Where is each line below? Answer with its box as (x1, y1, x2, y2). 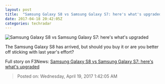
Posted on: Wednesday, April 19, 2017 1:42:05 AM (17, 73, 118, 79)
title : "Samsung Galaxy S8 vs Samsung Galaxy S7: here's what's (5, 12, 141, 17)
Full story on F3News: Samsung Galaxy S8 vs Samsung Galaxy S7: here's (5, 58, 154, 64)
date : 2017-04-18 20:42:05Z (5, 16, 63, 21)
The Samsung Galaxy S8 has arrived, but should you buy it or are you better (5, 44, 159, 50)
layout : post (5, 7, 32, 12)
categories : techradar (5, 21, 52, 26)
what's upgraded (5, 64, 40, 70)
